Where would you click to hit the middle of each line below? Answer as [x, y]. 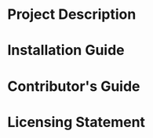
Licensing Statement [76, 122]
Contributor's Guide [74, 86]
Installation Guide [66, 51]
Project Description [72, 15]
